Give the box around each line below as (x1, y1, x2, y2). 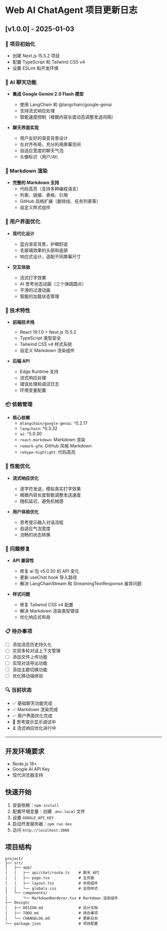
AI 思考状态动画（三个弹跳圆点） (19, 280, 86, 286)
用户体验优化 (12, 508, 39, 515)
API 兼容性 (12, 558, 34, 563)
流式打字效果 (19, 275, 46, 280)
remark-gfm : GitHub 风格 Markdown (19, 443, 92, 449)
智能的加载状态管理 (19, 293, 60, 299)
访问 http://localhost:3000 (12, 827, 70, 833)
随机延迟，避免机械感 (19, 498, 64, 504)
